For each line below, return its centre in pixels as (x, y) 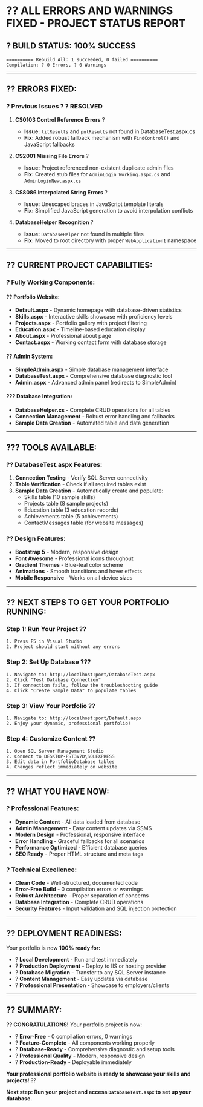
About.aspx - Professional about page (63, 336)
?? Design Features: (36, 538)
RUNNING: (26, 611)
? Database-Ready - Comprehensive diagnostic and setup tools (95, 1049)
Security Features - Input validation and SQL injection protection (96, 908)
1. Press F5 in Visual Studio (44, 642)
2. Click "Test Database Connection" (54, 680)
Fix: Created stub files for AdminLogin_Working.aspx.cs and (97, 174)
